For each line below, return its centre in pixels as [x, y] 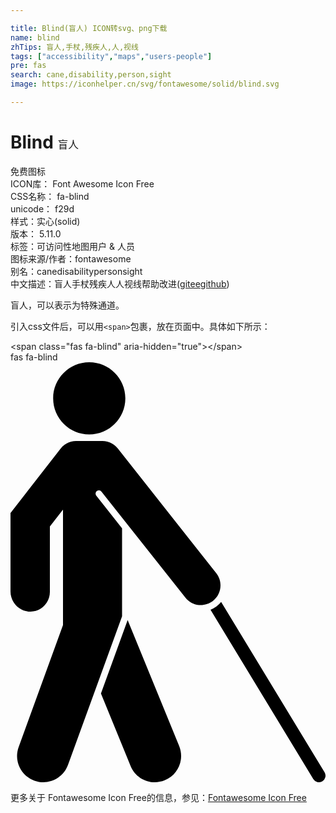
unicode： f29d [42, 208]
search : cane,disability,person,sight [91, 75]
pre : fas [28, 66]
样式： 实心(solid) [45, 221]
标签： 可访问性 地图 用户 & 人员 [72, 246]
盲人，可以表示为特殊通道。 [67, 305]
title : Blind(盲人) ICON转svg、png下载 [89, 28]
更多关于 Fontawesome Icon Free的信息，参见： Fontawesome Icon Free [158, 797]
